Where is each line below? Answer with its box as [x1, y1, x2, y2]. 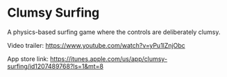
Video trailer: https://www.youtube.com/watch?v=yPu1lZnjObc [7, 41, 185, 49]
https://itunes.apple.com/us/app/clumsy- [49, 54, 168, 63]
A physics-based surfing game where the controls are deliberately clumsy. [7, 28, 221, 36]
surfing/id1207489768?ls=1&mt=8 [7, 62, 104, 70]
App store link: [7, 54, 49, 63]
